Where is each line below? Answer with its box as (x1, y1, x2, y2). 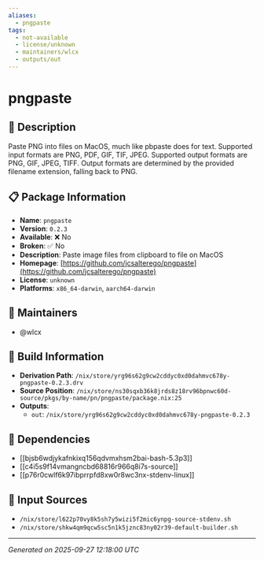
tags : (8, 26, 26, 34)
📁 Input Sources (8, 493, 88, 507)
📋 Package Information (8, 191, 126, 204)
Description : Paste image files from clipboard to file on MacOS (19, 250, 224, 259)
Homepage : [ (19, 258, 64, 268)
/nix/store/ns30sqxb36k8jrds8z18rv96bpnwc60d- (75, 388, 232, 396)
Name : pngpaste (19, 215, 72, 225)
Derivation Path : (19, 371, 74, 381)
